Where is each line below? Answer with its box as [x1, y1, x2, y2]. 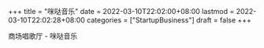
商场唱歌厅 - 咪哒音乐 [8, 32, 78, 40]
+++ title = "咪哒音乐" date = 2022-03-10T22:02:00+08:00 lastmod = [8, 7, 235, 15]
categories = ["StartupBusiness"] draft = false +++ [86, 15, 252, 25]
